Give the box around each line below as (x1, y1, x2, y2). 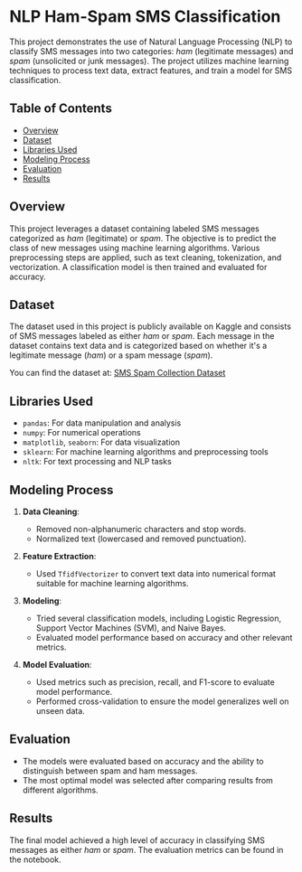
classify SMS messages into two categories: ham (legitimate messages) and (9, 45, 294, 56)
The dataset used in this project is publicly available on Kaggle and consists (9, 321, 292, 332)
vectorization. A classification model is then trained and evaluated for (9, 261, 268, 272)
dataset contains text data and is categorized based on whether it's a (9, 341, 268, 352)
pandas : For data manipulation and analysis (22, 417, 182, 428)
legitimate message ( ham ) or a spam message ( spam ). (9, 350, 213, 361)
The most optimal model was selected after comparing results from (22, 774, 274, 785)
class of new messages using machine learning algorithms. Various (9, 242, 260, 253)
